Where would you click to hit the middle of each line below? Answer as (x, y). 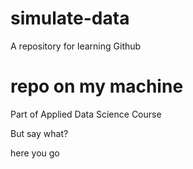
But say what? (39, 133)
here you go (35, 153)
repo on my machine (97, 86)
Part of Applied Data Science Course (86, 114)
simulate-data (70, 18)
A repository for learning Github (76, 46)
